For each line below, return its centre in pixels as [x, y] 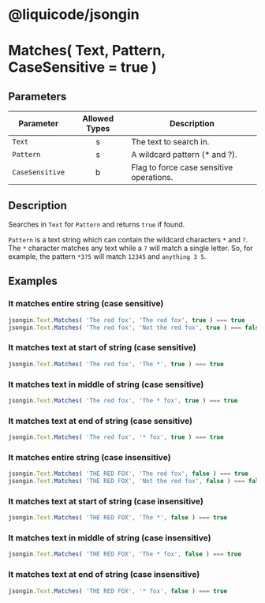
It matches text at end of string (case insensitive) [104, 575]
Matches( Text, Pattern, [87, 51]
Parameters [37, 96]
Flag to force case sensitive [182, 167]
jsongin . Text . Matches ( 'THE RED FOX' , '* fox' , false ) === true [118, 591]
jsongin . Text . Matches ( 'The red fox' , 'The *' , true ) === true [116, 364]
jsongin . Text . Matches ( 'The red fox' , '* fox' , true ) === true [116, 437]
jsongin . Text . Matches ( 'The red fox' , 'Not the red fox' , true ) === [125, 328]
